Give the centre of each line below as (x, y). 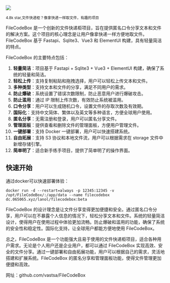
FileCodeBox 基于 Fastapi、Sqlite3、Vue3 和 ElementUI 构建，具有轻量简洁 (84, 40)
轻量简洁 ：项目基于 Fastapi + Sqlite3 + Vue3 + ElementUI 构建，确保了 (87, 68)
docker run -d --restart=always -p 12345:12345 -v (60, 191)
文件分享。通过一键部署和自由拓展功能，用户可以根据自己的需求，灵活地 (90, 252)
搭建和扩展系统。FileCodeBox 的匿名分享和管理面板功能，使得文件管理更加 (84, 258)
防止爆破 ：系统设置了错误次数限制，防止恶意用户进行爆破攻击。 (79, 93)
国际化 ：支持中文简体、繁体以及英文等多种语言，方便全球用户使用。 (84, 112)
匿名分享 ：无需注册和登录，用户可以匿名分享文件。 (66, 119)
